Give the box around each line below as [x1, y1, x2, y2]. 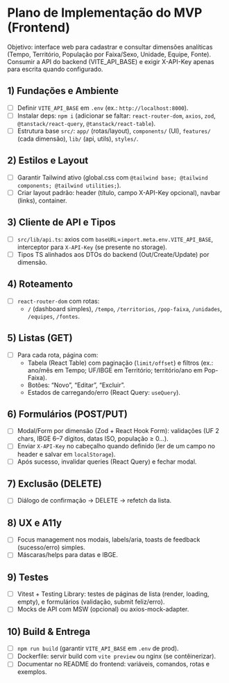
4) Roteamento [7, 278, 74, 290]
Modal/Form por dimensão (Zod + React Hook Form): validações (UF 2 [17, 427, 220, 435]
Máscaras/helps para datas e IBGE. [17, 551, 118, 559]
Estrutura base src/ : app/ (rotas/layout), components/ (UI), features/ [17, 127, 211, 135]
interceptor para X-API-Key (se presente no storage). [17, 242, 168, 251]
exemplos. [17, 668, 47, 676]
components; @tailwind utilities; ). [17, 181, 121, 189]
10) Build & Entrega [7, 625, 91, 638]
